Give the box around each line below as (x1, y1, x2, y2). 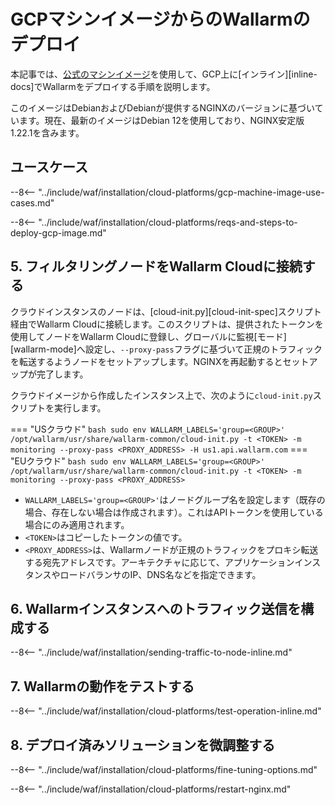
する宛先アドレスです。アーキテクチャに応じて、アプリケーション (24, 556, 295, 568)
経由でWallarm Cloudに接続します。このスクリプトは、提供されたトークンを (10, 318, 324, 330)
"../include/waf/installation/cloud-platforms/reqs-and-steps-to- (38, 216, 298, 228)
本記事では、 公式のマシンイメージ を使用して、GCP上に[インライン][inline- (10, 68, 318, 80)
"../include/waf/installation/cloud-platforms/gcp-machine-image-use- (38, 186, 325, 198)
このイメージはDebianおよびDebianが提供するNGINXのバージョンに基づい (10, 101, 315, 114)
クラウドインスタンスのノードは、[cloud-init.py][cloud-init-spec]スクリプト (10, 305, 322, 317)
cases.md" (10, 196, 55, 209)
